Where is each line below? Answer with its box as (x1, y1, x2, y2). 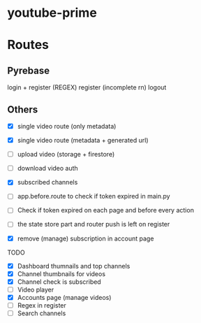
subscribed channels (17, 178, 78, 187)
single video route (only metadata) (17, 122, 117, 130)
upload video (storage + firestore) (17, 150, 115, 159)
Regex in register (17, 301, 66, 309)
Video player (17, 285, 54, 294)
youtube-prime (7, 5, 98, 21)
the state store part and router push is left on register (17, 220, 170, 229)
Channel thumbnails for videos (17, 269, 106, 278)
